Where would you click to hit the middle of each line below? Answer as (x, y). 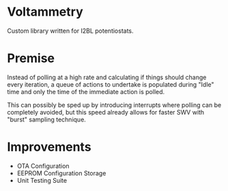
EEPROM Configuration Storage (61, 173)
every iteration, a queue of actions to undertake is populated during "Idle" (111, 84)
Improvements (49, 147)
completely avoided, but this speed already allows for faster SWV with (106, 112)
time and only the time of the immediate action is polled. (86, 91)
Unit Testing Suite (42, 180)
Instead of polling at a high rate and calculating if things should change (107, 77)
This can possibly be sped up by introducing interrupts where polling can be (114, 105)
